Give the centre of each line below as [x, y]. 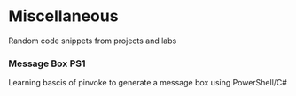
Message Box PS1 [47, 63]
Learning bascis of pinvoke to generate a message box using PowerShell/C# [148, 83]
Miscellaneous [63, 16]
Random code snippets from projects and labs [93, 41]
